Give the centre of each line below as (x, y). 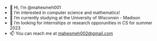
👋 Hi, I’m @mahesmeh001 (35, 7)
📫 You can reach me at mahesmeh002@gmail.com (61, 33)
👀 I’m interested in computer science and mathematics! (65, 13)
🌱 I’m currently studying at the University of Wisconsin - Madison (75, 18)
